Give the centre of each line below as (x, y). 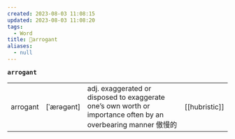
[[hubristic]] (204, 107)
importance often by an (126, 115)
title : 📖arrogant (33, 40)
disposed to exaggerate (126, 97)
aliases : (20, 46)
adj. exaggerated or (119, 88)
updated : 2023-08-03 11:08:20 (51, 20)
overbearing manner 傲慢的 (132, 124)
